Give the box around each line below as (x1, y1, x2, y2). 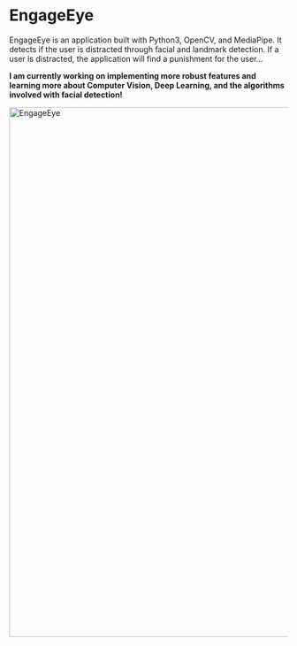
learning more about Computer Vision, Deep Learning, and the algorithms (9, 80, 285, 90)
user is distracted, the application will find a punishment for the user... (9, 53, 263, 64)
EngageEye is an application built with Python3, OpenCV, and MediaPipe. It (9, 35, 283, 45)
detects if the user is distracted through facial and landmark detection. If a (9, 43, 279, 54)
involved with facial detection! (9, 89, 123, 100)
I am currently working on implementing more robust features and (9, 70, 256, 81)
